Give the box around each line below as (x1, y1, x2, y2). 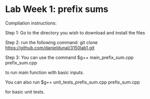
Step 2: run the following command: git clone (5, 39, 98, 45)
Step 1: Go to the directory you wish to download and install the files (5, 29, 145, 35)
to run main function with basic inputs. (5, 69, 84, 75)
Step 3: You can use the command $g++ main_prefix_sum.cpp (5, 54, 134, 60)
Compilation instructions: (5, 20, 56, 26)
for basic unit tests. (5, 88, 45, 94)
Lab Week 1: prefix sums (5, 3, 108, 15)
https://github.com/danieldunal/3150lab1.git (5, 44, 95, 50)
